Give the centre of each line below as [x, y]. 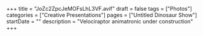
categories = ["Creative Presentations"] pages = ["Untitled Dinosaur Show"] [102, 15]
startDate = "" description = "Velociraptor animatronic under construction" [100, 21]
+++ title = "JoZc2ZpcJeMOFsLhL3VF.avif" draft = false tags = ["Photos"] [99, 9]
